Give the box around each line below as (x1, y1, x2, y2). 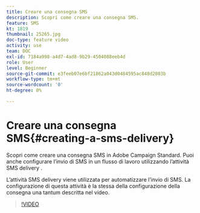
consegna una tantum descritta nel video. (6, 188, 110, 196)
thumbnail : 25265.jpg (6, 31, 61, 37)
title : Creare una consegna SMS (6, 8, 88, 15)
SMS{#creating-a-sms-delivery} (6, 132, 175, 145)
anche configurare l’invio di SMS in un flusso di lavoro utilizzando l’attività (6, 157, 189, 165)
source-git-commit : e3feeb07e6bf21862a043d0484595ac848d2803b (6, 71, 166, 77)
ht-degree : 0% (6, 87, 42, 94)
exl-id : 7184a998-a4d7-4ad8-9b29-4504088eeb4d (6, 54, 126, 60)
